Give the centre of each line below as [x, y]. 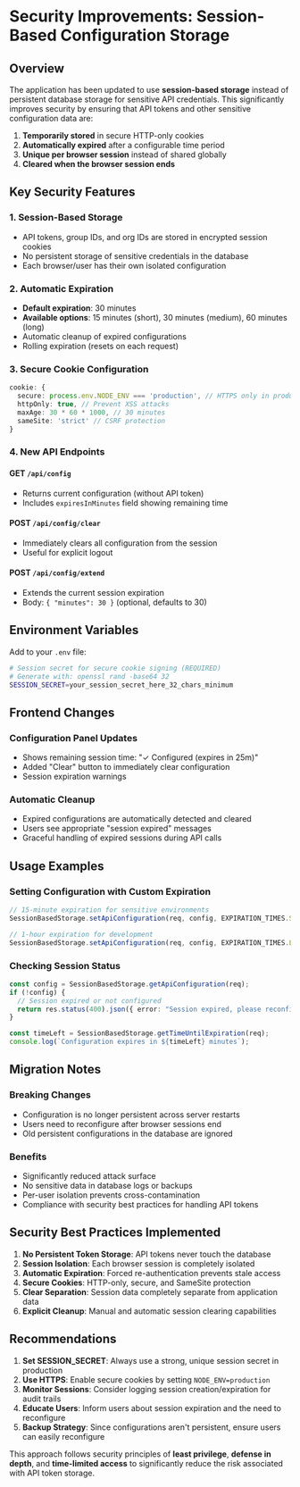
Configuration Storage [145, 35]
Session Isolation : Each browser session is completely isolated [138, 1263]
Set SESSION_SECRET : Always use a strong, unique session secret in [150, 1360]
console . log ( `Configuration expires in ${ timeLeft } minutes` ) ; [129, 1042]
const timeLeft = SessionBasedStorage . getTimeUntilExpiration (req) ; [139, 1033]
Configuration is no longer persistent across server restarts [131, 1115]
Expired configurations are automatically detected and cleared [137, 819]
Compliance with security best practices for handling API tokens [140, 1205]
